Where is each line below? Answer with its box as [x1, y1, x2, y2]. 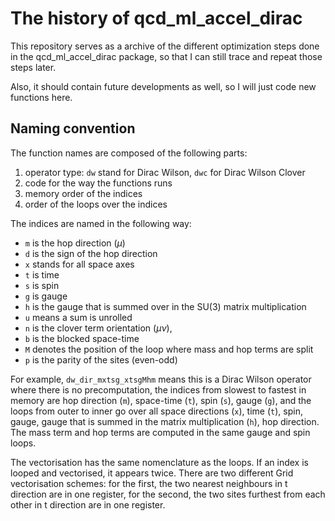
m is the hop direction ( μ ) [24, 237, 126, 249]
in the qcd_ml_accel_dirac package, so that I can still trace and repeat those [10, 50, 323, 62]
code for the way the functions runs [24, 177, 173, 189]
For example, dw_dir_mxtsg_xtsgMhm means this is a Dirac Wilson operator [10, 373, 312, 385]
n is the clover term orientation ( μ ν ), [24, 322, 173, 334]
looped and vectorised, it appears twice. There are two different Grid [10, 467, 294, 479]
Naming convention [10, 120, 136, 137]
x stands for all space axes [24, 258, 135, 270]
